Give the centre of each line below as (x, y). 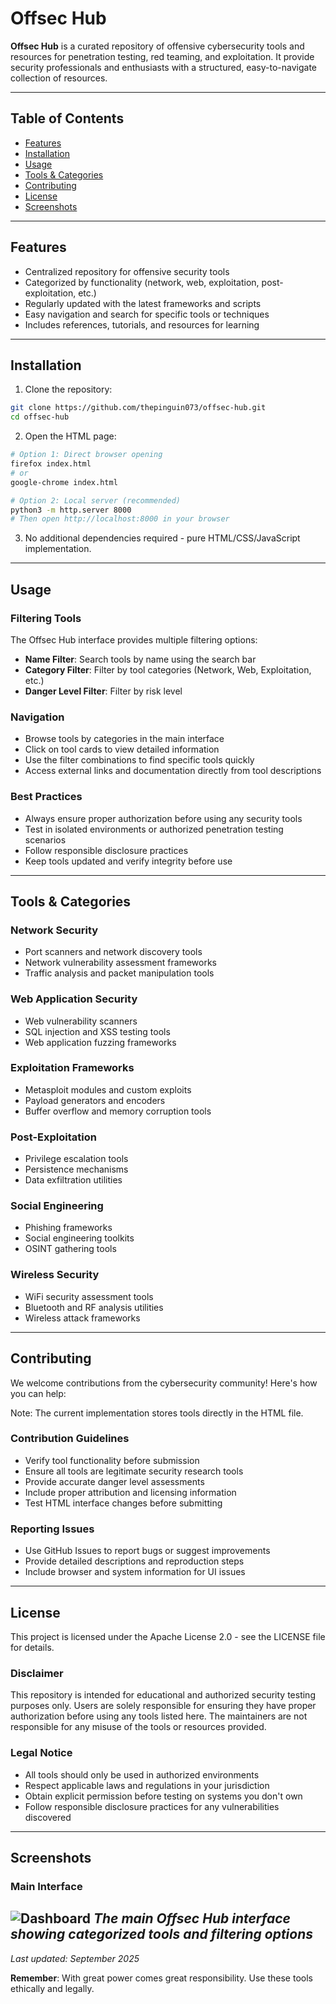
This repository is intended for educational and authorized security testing (163, 1695)
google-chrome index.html (64, 482)
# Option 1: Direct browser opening (86, 455)
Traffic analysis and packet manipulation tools (119, 973)
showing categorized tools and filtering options (162, 1934)
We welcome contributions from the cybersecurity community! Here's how (164, 1383)
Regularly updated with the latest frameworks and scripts (143, 303)
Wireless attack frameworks (82, 1318)
